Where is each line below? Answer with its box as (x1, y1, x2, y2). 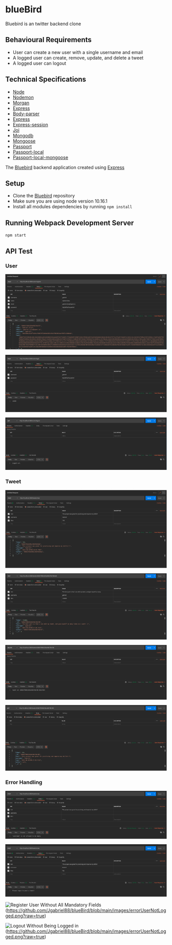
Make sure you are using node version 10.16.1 (12, 198, 107, 204)
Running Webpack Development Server (5, 219, 134, 227)
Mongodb (12, 132, 34, 138)
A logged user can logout (12, 60, 67, 66)
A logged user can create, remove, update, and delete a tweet (12, 54, 144, 61)
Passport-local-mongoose (12, 154, 69, 160)
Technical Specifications (5, 75, 87, 84)
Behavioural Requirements (5, 35, 92, 44)
